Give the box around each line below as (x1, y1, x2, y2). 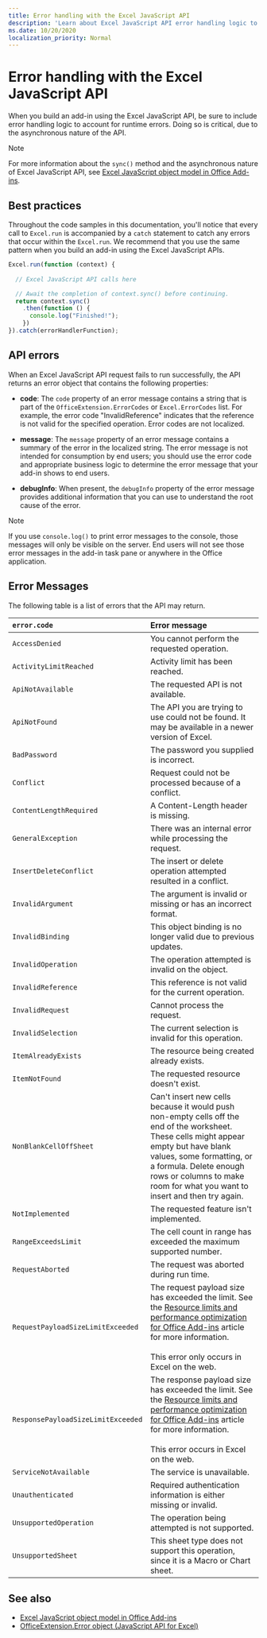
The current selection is (149, 1022, 239, 1033)
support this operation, (149, 1545, 236, 1556)
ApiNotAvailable (12, 684, 74, 694)
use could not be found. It (149, 711, 246, 722)
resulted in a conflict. (149, 875, 229, 886)
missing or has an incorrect (149, 898, 252, 909)
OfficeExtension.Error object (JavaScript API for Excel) (19, 1621, 199, 1631)
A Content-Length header (149, 800, 248, 811)
